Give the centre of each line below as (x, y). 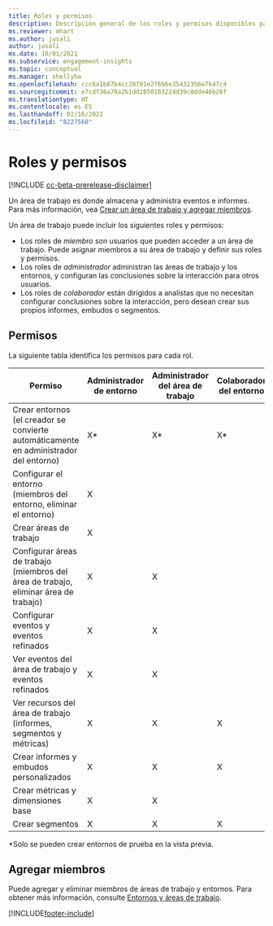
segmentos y (37, 733)
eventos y (31, 625)
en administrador (45, 450)
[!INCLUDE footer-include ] (52, 914)
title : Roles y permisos (50, 16)
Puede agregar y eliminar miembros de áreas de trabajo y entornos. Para (130, 889)
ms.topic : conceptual (45, 69)
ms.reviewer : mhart (41, 31)
